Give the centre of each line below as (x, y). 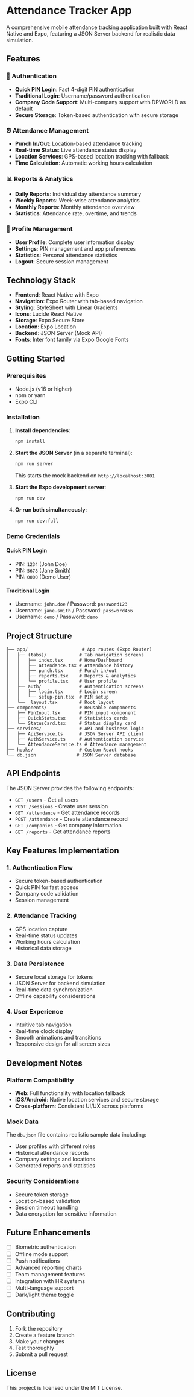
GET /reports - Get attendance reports (63, 832)
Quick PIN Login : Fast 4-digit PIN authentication (75, 89)
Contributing (31, 1314)
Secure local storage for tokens (54, 977)
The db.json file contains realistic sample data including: (76, 1135)
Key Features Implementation (63, 851)
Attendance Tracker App (69, 11)
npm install (30, 441)
